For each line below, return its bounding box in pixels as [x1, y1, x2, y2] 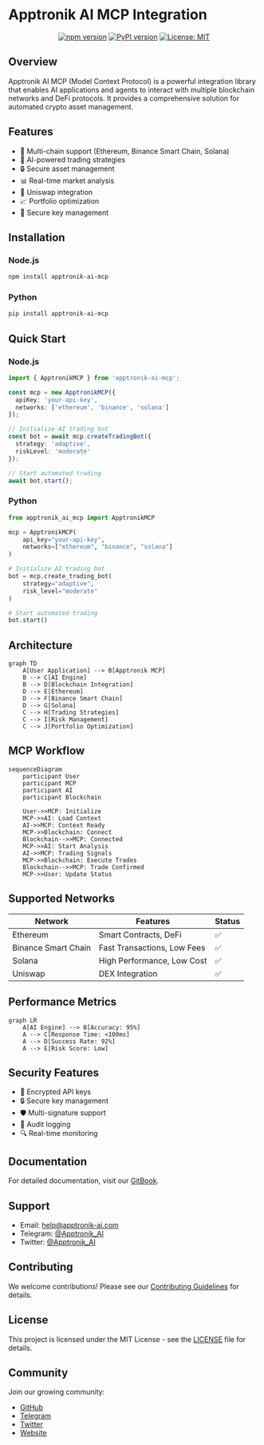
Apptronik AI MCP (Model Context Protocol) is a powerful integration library [8, 76, 257, 85]
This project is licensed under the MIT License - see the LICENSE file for [8, 1334, 246, 1344]
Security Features [8, 1066, 100, 1079]
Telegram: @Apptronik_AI [19, 1229, 104, 1238]
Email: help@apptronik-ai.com [19, 1220, 120, 1229]
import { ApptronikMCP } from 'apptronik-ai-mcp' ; [8, 374, 180, 382]
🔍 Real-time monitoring [19, 1129, 98, 1138]
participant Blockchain [22, 793, 102, 801]
